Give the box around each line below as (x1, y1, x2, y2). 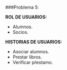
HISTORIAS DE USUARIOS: (5, 39, 62, 45)
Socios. (12, 29, 29, 35)
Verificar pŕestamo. (12, 59, 53, 65)
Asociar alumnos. (12, 49, 49, 54)
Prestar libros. (12, 54, 42, 60)
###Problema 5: (5, 5, 39, 10)
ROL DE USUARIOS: (5, 14, 47, 20)
